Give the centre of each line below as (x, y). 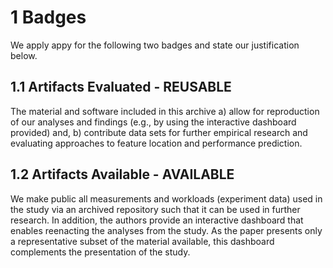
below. (24, 55)
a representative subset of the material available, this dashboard (142, 241)
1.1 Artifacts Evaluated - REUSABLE (121, 87)
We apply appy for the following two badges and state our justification (155, 45)
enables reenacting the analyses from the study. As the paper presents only (166, 230)
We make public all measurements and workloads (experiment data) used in (166, 198)
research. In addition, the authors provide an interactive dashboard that (157, 220)
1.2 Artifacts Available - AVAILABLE (122, 174)
